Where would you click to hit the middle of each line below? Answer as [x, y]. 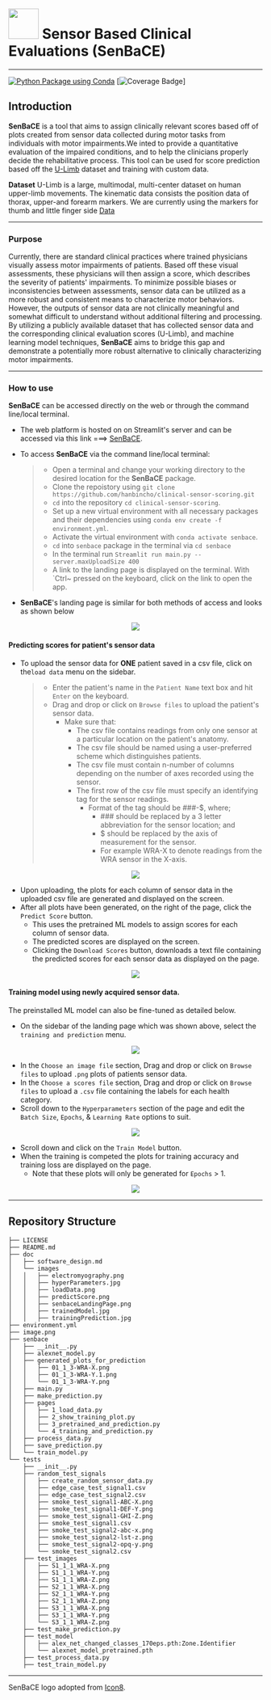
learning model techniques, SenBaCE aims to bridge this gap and [117, 343]
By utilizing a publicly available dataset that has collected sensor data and [131, 325]
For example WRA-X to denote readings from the [181, 850]
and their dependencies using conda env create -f [137, 520]
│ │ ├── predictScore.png [59, 1297]
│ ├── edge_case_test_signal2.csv [85, 1495]
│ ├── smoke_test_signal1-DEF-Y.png [88, 1509]
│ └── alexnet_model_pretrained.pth [88, 1650]
